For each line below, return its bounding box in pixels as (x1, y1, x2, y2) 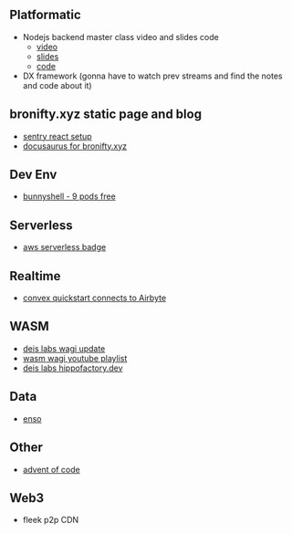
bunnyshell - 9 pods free (22, 191, 116, 202)
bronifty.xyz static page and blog (9, 107, 203, 122)
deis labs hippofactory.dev (22, 362, 123, 373)
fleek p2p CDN (22, 515, 79, 526)
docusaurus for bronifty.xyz (22, 141, 128, 152)
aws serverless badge (22, 242, 107, 253)
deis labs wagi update (22, 342, 106, 354)
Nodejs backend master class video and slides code (22, 31, 219, 42)
